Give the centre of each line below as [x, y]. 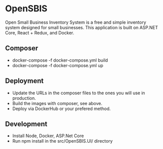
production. [24, 98]
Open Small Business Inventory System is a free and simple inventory [76, 22]
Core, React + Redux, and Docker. [40, 33]
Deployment [24, 81]
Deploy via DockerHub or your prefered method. [61, 109]
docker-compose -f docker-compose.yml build [60, 60]
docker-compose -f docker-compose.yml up [58, 65]
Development [26, 124]
